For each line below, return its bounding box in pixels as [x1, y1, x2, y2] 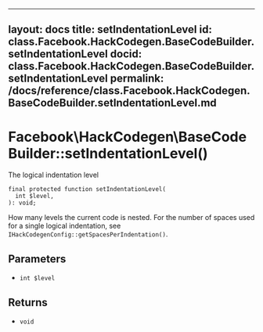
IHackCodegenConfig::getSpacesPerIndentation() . [8, 229, 168, 239]
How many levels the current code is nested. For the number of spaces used [8, 213, 255, 222]
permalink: [110, 72, 164, 85]
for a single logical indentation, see [8, 221, 121, 231]
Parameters [8, 252, 67, 265]
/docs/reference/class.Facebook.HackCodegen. [8, 84, 250, 98]
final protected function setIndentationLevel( [8, 186, 167, 193]
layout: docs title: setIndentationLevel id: [8, 23, 213, 36]
